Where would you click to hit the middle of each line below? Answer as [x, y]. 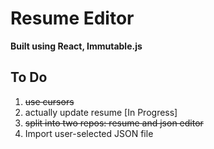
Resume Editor [72, 18]
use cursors [49, 101]
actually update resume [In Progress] [101, 112]
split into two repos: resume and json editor [114, 123]
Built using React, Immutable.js [76, 46]
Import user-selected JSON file [89, 133]
